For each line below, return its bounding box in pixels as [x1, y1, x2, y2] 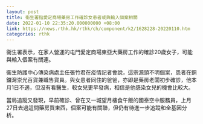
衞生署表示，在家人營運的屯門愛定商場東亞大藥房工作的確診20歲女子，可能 [6, 49, 193, 56]
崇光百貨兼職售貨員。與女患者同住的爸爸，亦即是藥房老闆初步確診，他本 [16, 76, 197, 84]
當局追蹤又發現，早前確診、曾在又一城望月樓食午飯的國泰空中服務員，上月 [6, 97, 192, 104]
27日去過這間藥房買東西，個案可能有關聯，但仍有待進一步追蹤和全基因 [6, 104, 182, 111]
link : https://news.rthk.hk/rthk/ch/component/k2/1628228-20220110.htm [6, 25, 190, 32]
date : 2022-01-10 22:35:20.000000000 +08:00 [6, 20, 120, 26]
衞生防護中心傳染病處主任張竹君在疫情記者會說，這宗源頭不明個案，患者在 [6, 69, 192, 76]
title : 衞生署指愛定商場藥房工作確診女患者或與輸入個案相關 [6, 14, 138, 20]
